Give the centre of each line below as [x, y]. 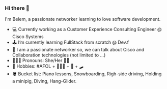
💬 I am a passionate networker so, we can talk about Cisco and [78, 50]
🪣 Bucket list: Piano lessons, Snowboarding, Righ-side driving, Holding [87, 74]
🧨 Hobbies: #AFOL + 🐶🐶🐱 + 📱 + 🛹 [48, 66]
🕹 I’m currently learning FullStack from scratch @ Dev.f [71, 42]
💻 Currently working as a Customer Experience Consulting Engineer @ [87, 29]
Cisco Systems [28, 37]
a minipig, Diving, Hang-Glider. [44, 81]
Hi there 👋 [17, 8]
